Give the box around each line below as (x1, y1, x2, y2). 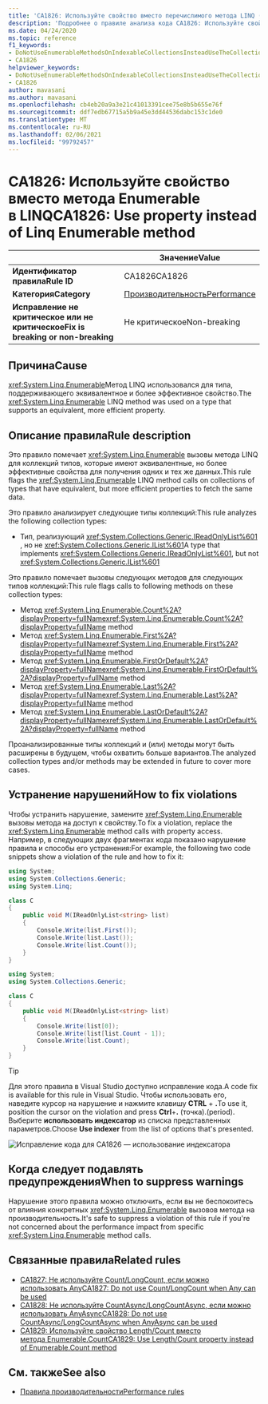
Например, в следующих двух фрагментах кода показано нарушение (8, 834, 246, 844)
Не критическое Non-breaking (124, 316, 241, 328)
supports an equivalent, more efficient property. (8, 405, 166, 416)
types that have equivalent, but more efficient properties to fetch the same (8, 484, 253, 494)
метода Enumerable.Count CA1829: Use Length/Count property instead (19, 1334, 254, 1343)
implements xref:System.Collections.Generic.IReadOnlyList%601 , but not (19, 549, 259, 559)
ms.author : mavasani (8, 93, 77, 101)
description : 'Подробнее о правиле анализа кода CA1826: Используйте (8, 19, 245, 27)
